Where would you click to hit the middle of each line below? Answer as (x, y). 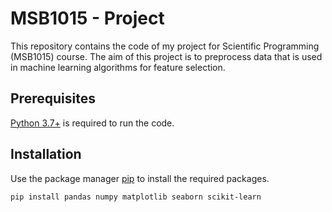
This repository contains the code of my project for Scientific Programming (165, 46)
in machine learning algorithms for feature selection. (118, 67)
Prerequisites (53, 98)
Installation (46, 154)
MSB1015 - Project (87, 18)
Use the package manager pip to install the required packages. (140, 178)
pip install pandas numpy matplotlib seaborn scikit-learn (136, 197)
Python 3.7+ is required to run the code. (92, 123)
